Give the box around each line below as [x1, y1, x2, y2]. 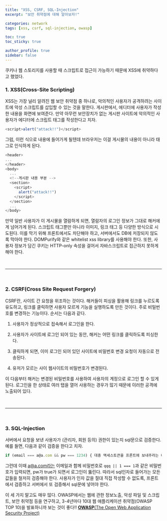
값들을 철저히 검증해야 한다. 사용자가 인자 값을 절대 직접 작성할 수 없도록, [5, 475, 146, 481]
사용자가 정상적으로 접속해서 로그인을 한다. [12, 321, 95, 327]
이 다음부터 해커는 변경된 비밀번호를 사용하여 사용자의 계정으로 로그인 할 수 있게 [5, 375, 159, 381]
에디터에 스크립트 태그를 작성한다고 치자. [18, 117, 97, 123]
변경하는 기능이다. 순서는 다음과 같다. [14, 310, 86, 316]
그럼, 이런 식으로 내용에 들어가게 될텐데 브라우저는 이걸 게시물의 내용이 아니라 [5, 136, 155, 142]
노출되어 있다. [5, 388, 32, 394]
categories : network [5, 21, 48, 26]
